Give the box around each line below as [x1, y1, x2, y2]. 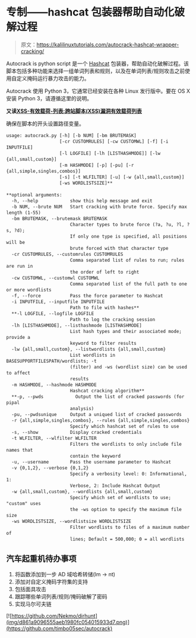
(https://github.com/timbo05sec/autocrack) [6, 624, 113, 632]
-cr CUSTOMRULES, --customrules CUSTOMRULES [11, 251, 124, 257]
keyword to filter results [69, 340, 137, 346]
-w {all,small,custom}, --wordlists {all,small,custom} [11, 488, 153, 494]
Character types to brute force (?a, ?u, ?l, [69, 221, 185, 227]
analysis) [69, 405, 94, 411]
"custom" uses [6, 500, 42, 506]
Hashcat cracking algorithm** [69, 388, 145, 393]
